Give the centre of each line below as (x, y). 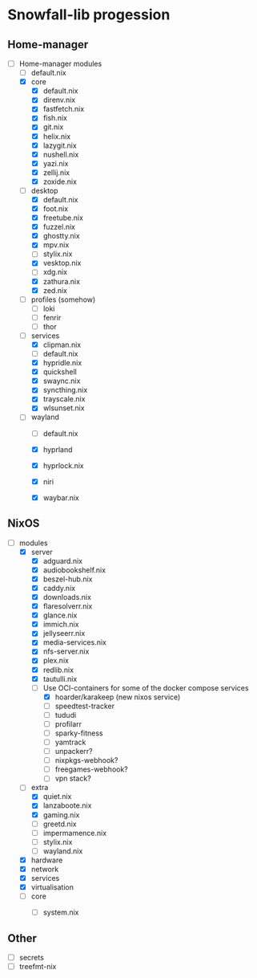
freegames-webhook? (92, 769)
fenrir (52, 317)
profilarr (68, 723)
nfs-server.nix (66, 651)
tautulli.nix (60, 678)
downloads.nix (67, 597)
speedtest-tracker (85, 706)
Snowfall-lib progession (89, 15)
